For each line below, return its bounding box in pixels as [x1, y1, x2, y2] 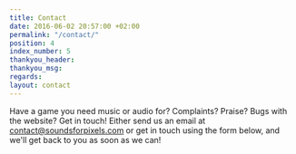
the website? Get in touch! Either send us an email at [9, 115, 206, 126]
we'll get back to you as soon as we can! [9, 134, 162, 145]
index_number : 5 [9, 47, 71, 56]
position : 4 [9, 38, 54, 48]
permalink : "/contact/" [9, 30, 100, 39]
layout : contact [9, 81, 71, 90]
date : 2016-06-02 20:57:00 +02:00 [9, 22, 141, 31]
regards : [9, 72, 43, 82]
